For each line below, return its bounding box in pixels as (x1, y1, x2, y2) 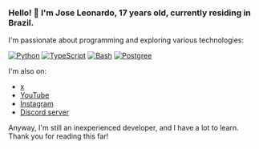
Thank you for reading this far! (8, 131, 109, 141)
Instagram (19, 99, 54, 109)
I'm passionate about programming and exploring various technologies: (8, 35, 245, 45)
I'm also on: (8, 66, 47, 76)
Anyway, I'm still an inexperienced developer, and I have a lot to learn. (8, 123, 239, 133)
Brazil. (8, 17, 34, 28)
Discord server (19, 107, 70, 117)
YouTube (19, 91, 50, 100)
